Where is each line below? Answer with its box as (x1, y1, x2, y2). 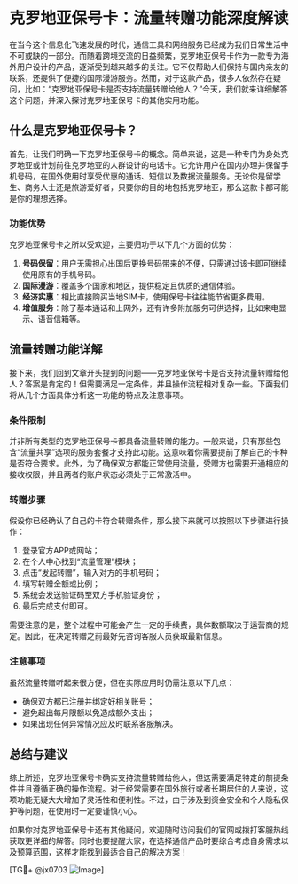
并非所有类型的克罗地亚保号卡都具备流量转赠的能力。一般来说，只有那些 (9, 436, 273, 447)
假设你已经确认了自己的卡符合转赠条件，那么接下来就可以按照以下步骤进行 (9, 515, 281, 526)
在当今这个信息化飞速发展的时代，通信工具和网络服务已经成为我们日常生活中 (9, 39, 289, 50)
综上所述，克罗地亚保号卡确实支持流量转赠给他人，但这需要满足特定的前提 (9, 772, 281, 783)
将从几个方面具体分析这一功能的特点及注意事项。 (9, 389, 188, 400)
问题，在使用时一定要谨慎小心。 (24, 805, 142, 816)
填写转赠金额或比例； (21, 578, 100, 589)
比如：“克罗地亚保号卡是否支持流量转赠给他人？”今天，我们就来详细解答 (24, 84, 288, 94)
